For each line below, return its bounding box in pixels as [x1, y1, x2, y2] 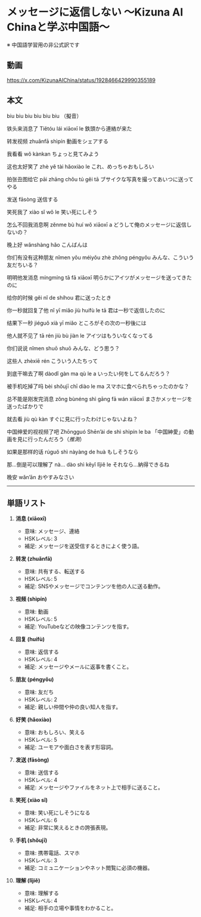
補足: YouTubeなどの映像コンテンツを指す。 [24, 623, 132, 630]
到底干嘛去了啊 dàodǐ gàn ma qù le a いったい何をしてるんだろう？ [7, 370, 171, 377]
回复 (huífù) [15, 636, 45, 643]
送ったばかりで [7, 403, 44, 410]
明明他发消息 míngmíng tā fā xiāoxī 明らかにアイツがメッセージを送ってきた [7, 273, 192, 281]
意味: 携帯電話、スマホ [24, 850, 80, 857]
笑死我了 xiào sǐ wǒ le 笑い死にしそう [7, 208, 98, 215]
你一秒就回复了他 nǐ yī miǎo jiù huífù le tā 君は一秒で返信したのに [7, 306, 166, 313]
